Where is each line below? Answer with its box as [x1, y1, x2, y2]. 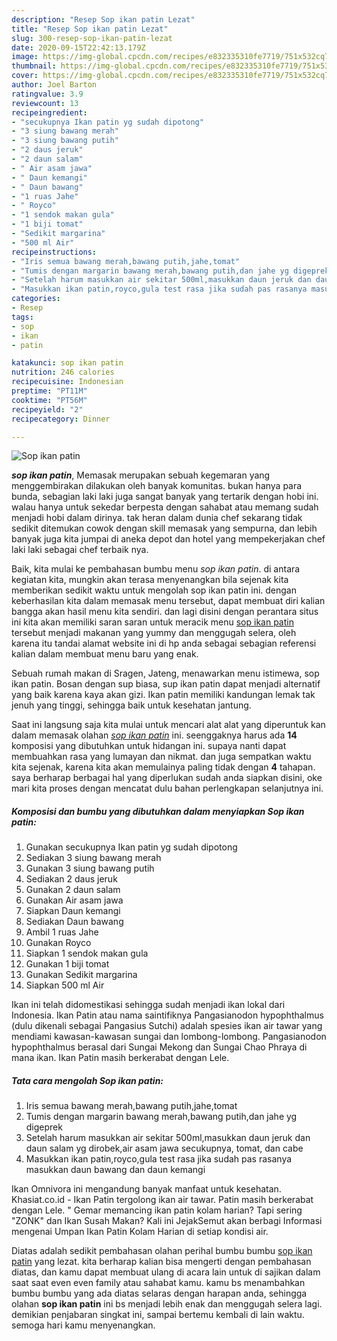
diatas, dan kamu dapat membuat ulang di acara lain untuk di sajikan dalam [11, 1266, 321, 1278]
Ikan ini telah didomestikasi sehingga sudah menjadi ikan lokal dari [11, 999, 286, 1011]
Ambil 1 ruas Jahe [25, 926, 99, 938]
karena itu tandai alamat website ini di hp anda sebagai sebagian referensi [11, 637, 317, 650]
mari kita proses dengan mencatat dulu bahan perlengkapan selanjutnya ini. [11, 782, 324, 795]
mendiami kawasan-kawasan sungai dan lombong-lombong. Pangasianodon [11, 1031, 327, 1043]
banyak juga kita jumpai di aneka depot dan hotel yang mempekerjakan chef [11, 533, 326, 545]
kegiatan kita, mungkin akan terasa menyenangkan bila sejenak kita [11, 574, 289, 586]
